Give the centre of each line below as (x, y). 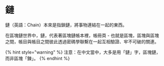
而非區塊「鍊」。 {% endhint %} (38, 58)
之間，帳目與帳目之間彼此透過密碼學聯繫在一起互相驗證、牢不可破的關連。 (82, 41)
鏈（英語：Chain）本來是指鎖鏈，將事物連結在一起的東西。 (66, 25)
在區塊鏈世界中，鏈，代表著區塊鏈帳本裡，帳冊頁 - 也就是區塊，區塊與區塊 (82, 35)
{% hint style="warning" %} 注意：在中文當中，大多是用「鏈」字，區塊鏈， (83, 52)
